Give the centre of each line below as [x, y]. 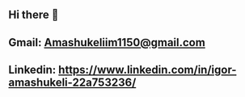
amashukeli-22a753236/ [72, 83]
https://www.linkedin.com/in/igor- [147, 70]
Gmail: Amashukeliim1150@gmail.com [107, 42]
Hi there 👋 [34, 15]
